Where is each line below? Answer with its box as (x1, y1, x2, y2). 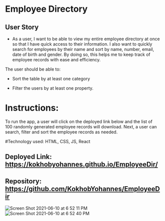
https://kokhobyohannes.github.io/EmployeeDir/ (5, 160, 158, 169)
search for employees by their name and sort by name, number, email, (12, 47, 155, 52)
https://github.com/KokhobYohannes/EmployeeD (5, 185, 160, 193)
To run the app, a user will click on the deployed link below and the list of (5, 119, 153, 124)
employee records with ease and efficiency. (12, 57, 101, 62)
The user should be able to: (5, 66, 61, 72)
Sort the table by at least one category (12, 76, 90, 81)
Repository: (5, 177, 42, 185)
